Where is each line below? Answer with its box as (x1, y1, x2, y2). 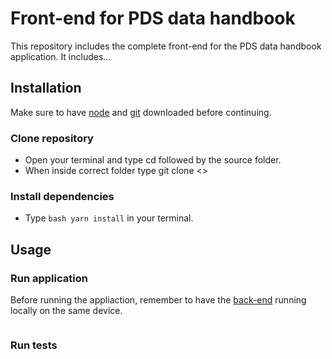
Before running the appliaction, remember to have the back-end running (10, 294, 307, 306)
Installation (10, 80, 82, 97)
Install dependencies (10, 189, 115, 203)
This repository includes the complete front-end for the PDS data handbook (10, 40, 322, 52)
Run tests (10, 338, 58, 352)
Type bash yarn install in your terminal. (24, 212, 194, 224)
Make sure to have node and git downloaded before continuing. (10, 106, 272, 118)
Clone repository (10, 131, 94, 145)
